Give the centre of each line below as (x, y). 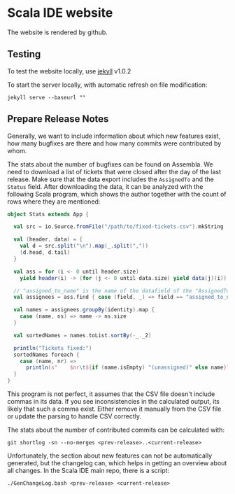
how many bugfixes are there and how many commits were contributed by (114, 143)
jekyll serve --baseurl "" (47, 97)
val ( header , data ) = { (48, 239)
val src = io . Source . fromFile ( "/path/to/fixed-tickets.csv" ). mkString (119, 227)
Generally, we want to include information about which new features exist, (114, 136)
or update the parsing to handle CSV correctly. (74, 416)
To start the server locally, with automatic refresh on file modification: (107, 85)
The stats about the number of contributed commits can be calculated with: (116, 430)
